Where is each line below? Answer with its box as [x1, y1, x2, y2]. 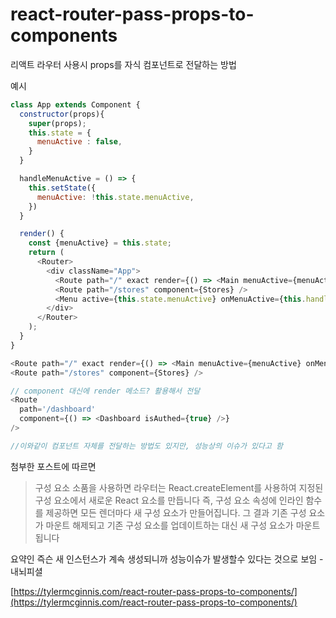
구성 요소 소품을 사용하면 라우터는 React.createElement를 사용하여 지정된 [34, 481, 324, 493]
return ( [28, 248, 65, 258]
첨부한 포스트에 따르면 [10, 460, 97, 472]
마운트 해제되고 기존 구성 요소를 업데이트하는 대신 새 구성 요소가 [45, 519, 294, 531]
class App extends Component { [10, 99, 141, 110]
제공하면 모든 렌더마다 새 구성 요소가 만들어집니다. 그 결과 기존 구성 [45, 506, 307, 518]
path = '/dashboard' [19, 404, 97, 415]
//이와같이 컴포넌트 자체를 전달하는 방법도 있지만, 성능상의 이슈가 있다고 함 [10, 441, 283, 451]
